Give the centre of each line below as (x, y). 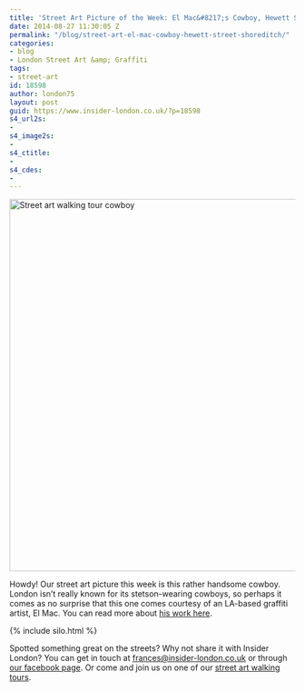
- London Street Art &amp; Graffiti (79, 60)
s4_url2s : (28, 119)
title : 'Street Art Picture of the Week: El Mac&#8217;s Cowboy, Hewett (150, 18)
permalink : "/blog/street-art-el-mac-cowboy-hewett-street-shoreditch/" (150, 35)
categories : (32, 43)
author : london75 (42, 94)
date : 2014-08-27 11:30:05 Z (64, 26)
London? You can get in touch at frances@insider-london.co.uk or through (148, 658)
